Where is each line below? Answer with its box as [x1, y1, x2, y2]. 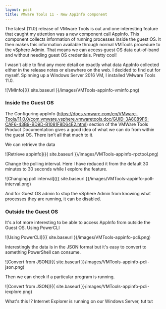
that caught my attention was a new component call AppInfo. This [5, 31, 140, 37]
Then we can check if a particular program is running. [5, 274, 115, 280]
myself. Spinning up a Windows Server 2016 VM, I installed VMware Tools [5, 72, 156, 78]
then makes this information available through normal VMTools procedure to [5, 41, 161, 47]
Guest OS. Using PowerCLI [5, 225, 60, 231]
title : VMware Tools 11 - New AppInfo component [5, 12, 108, 17]
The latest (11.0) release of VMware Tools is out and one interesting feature [5, 25, 159, 31]
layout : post [5, 7, 32, 12]
